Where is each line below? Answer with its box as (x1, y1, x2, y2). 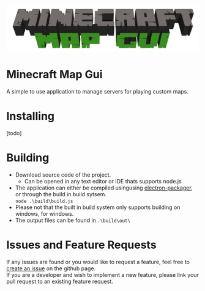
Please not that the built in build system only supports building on (15, 204, 181, 211)
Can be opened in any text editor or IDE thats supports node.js (24, 177, 182, 185)
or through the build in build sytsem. (15, 190, 107, 197)
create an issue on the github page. (6, 265, 96, 272)
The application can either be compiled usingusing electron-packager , (15, 184, 193, 191)
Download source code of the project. (15, 171, 111, 179)
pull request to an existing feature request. (6, 278, 113, 285)
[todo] (6, 129, 22, 136)
